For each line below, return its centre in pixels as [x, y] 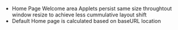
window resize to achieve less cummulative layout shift [79, 15]
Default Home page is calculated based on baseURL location [86, 21]
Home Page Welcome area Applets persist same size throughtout [92, 9]
